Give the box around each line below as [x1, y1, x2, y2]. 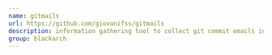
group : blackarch [8, 34, 67, 43]
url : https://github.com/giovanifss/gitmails [8, 19, 164, 27]
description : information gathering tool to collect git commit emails [8, 27, 255, 35]
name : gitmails [8, 11, 60, 20]
